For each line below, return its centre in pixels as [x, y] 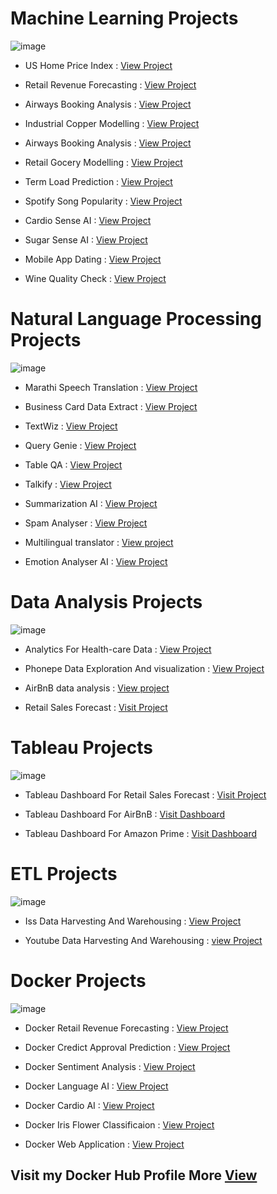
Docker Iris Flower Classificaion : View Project [119, 1124]
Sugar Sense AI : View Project [86, 239]
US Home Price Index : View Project [98, 65]
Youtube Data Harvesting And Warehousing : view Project [143, 940]
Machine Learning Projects [124, 18]
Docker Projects [78, 980]
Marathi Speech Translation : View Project [111, 387]
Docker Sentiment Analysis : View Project [110, 1066]
